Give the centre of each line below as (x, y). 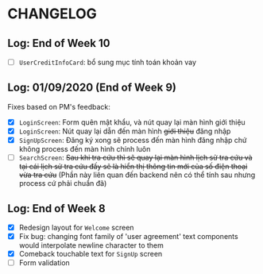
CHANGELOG (52, 14)
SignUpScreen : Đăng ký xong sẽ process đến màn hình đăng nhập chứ (133, 140)
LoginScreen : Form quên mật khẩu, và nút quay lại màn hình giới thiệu (132, 122)
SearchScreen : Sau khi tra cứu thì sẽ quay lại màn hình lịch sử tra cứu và (135, 158)
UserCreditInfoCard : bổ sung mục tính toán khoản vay (107, 62)
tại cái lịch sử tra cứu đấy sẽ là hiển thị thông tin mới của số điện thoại (133, 167)
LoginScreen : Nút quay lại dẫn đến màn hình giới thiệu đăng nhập (125, 131)
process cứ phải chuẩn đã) (63, 183)
